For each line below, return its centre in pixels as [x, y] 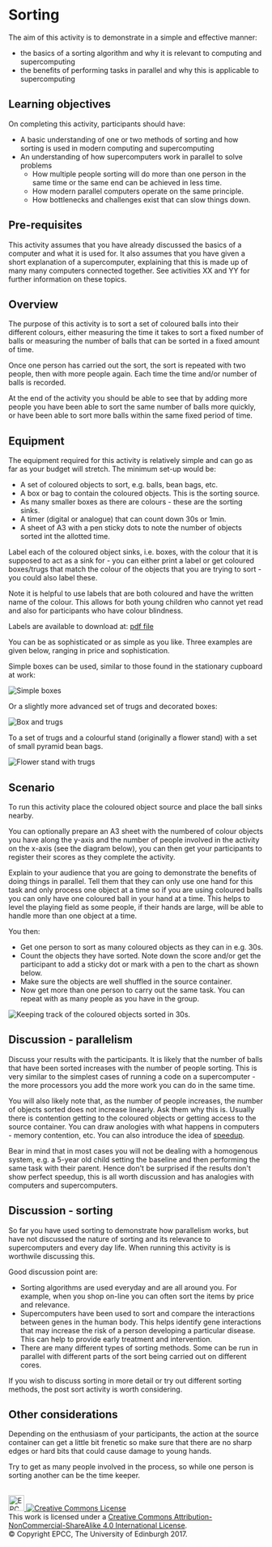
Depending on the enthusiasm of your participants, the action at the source [134, 1434]
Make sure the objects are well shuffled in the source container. [126, 982]
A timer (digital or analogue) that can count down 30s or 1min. [123, 519]
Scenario [32, 787]
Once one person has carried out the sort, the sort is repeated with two [127, 365]
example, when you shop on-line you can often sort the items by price [137, 1296]
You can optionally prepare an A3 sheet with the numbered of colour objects [136, 831]
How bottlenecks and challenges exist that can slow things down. [141, 199]
